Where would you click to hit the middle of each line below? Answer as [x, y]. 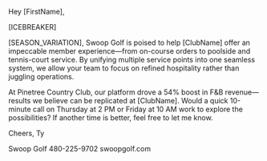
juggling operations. [41, 76]
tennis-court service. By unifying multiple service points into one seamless [131, 60]
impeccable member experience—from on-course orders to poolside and [129, 51]
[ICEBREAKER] [32, 27]
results [20, 101]
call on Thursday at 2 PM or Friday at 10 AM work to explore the [138, 109]
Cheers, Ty [26, 133]
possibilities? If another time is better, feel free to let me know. [111, 118]
